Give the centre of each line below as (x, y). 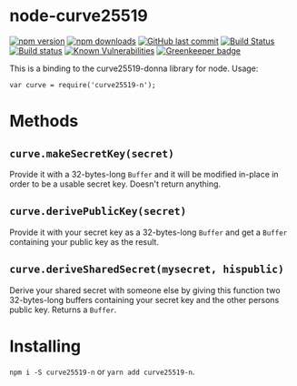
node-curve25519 (79, 16)
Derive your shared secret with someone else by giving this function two (145, 290)
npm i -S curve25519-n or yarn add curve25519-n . (102, 371)
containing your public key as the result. (84, 241)
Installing (45, 346)
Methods (44, 122)
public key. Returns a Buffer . (63, 310)
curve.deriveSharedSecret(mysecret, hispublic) (147, 269)
